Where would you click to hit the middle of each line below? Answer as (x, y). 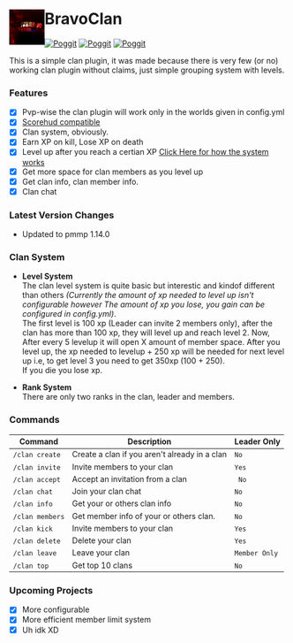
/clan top (31, 566)
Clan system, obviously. (65, 132)
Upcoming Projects (51, 591)
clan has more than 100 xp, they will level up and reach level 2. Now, (146, 333)
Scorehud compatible (61, 122)
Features (29, 93)
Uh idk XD (40, 630)
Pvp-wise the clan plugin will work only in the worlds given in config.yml (153, 112)
